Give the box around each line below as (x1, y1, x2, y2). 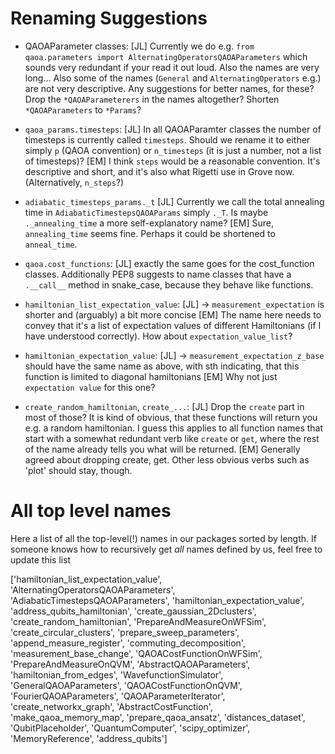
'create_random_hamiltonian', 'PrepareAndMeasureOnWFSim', (10, 615, 267, 627)
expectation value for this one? (24, 381, 156, 393)
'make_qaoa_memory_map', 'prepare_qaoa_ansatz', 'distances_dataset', (10, 711, 306, 723)
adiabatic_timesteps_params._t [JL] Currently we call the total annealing (24, 195, 325, 207)
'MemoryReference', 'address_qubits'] (10, 732, 168, 744)
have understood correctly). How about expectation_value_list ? (24, 330, 293, 342)
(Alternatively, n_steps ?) (24, 176, 125, 188)
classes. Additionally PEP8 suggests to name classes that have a (24, 268, 292, 280)
